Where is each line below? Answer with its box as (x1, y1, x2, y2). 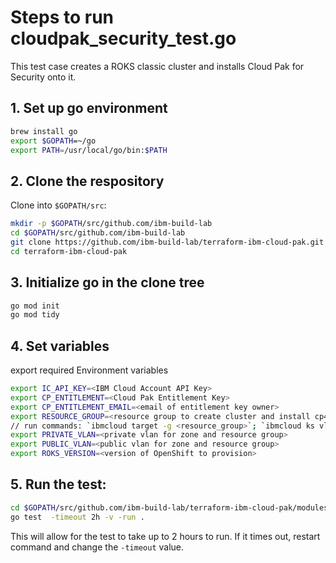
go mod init (10, 301, 60, 311)
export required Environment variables (10, 364, 169, 376)
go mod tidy (10, 310, 60, 320)
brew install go (10, 126, 78, 136)
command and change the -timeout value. (10, 541, 185, 553)
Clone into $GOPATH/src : (10, 199, 107, 211)
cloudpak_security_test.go (10, 27, 237, 50)
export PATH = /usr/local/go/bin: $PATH (10, 145, 168, 155)
